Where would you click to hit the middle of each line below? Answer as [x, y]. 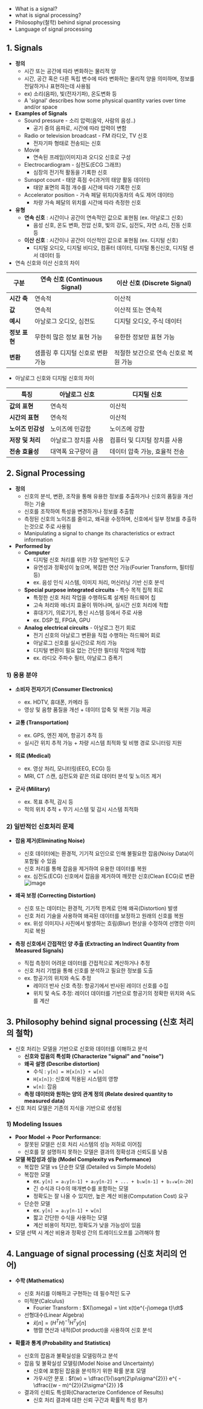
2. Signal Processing [46, 473]
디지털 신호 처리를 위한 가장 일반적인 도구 [81, 559]
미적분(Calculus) [44, 1301]
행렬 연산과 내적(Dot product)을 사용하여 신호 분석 [92, 1330]
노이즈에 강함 [127, 428]
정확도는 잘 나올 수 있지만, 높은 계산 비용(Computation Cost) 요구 [111, 1196]
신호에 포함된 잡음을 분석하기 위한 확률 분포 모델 [89, 1370]
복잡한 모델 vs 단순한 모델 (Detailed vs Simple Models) [90, 1167]
